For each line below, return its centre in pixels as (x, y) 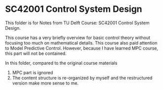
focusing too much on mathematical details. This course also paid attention (81, 43)
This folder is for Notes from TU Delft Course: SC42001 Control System (77, 23)
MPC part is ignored (33, 72)
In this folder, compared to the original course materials (61, 63)
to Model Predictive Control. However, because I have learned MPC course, (82, 48)
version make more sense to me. (45, 83)
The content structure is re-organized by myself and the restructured (82, 78)
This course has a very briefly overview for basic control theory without (78, 38)
